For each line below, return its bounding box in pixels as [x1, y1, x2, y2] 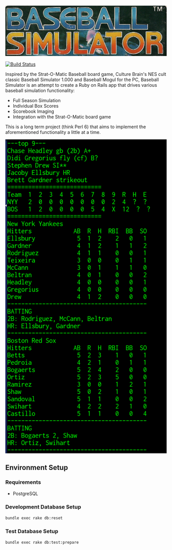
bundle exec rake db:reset [5, 515, 63, 521]
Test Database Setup [5, 527, 58, 535]
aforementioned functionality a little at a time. [5, 129, 101, 135]
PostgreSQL [12, 490, 38, 497]
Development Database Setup [5, 503, 81, 510]
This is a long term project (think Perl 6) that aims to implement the [5, 124, 146, 130]
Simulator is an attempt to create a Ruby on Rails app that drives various [5, 82, 157, 88]
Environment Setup [5, 463, 68, 472]
